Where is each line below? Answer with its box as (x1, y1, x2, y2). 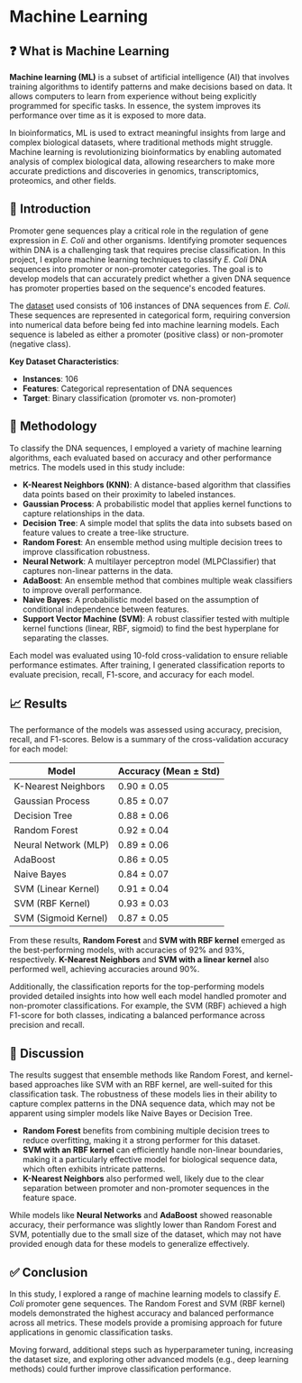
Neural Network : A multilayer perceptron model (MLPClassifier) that (22, 556, 277, 567)
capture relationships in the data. (22, 507, 145, 519)
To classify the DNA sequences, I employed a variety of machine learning (9, 442, 282, 453)
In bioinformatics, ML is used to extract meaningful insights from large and (9, 128, 286, 138)
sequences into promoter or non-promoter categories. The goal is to (9, 263, 263, 274)
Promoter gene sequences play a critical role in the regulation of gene (9, 225, 269, 236)
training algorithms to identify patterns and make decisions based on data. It (9, 81, 293, 92)
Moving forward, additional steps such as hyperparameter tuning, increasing (9, 1344, 294, 1355)
